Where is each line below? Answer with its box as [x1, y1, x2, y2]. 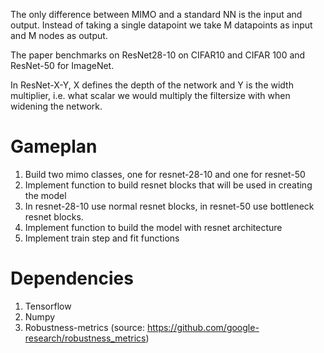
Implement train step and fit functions [24, 232, 180, 244]
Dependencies [10, 267, 134, 290]
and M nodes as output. [10, 30, 108, 41]
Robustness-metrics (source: [24, 321, 145, 333]
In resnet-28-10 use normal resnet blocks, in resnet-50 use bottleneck [24, 200, 315, 212]
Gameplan [10, 135, 98, 158]
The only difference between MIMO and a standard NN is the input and [10, 9, 303, 20]
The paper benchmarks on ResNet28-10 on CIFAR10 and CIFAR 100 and [10, 49, 306, 61]
